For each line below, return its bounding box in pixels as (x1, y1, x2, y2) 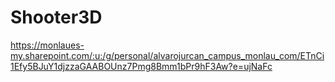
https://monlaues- (10, 39, 85, 51)
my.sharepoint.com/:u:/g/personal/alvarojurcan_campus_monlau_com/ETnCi (10, 49, 325, 61)
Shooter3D (10, 6, 103, 29)
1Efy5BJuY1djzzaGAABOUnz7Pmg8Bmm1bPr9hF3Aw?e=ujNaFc (10, 60, 273, 72)
